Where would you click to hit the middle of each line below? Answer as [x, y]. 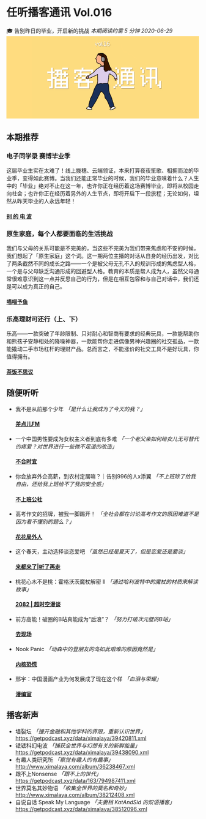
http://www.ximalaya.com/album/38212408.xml [75, 794]
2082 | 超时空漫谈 [38, 605]
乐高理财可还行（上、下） [44, 319]
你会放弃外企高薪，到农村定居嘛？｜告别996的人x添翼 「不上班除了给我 [105, 477]
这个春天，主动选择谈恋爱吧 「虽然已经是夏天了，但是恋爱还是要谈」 [101, 551]
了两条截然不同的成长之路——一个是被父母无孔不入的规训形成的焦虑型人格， [103, 263]
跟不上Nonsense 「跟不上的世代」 [58, 774]
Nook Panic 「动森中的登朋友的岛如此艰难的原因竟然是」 [87, 649]
